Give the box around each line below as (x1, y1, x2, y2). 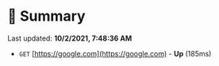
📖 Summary (7, 7, 86, 25)
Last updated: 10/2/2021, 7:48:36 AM (7, 33, 133, 43)
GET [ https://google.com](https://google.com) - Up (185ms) (18, 49, 212, 58)
